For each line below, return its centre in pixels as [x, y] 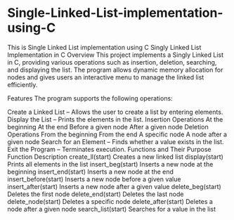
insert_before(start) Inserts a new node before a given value [94, 179]
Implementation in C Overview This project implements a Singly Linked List [115, 55]
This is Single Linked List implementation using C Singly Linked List [104, 47]
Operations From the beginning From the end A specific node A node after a [117, 134]
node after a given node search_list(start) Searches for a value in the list [112, 209]
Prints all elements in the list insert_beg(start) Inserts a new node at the [110, 164]
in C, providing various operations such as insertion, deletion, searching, [112, 62]
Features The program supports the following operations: [90, 98]
